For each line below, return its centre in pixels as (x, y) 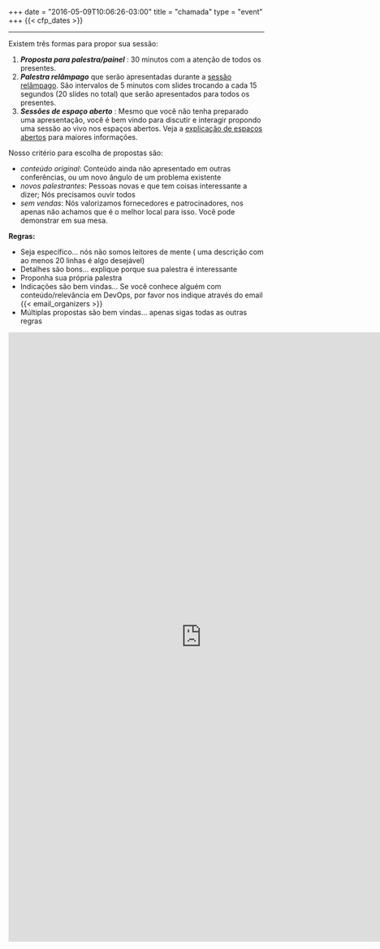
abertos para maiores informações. (79, 137)
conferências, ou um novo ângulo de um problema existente (121, 177)
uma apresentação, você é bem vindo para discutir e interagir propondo (140, 120)
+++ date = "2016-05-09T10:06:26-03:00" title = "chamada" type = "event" (136, 12)
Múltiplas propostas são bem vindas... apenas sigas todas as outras (134, 312)
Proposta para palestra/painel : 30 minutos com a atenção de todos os (140, 59)
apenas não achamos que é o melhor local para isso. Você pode (127, 212)
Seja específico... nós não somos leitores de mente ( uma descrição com (142, 252)
